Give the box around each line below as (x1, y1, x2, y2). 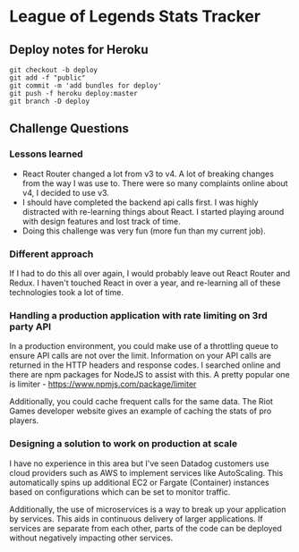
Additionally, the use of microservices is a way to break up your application (9, 504, 286, 514)
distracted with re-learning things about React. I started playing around (21, 206, 285, 217)
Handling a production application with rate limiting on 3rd (9, 309, 268, 321)
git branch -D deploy (9, 97, 90, 106)
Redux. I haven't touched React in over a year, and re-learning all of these (9, 277, 281, 288)
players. (9, 415, 39, 426)
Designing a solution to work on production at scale (9, 437, 238, 450)
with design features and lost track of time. (21, 216, 181, 226)
